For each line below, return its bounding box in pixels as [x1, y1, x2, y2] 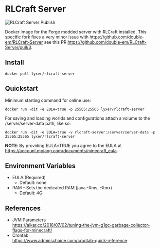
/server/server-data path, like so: [5, 120, 71, 126]
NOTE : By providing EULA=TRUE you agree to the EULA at [5, 142, 122, 149]
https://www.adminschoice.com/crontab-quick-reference [12, 238, 127, 244]
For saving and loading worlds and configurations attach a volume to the [5, 115, 150, 121]
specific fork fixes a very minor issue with [5, 34, 89, 40]
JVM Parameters [12, 217, 46, 223]
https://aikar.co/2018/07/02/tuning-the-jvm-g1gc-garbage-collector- [12, 222, 150, 228]
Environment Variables [5, 162, 76, 170]
